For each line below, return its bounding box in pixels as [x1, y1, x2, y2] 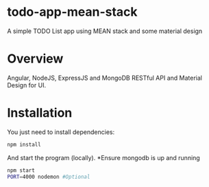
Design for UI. [7, 80, 47, 89]
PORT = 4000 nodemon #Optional [7, 173, 90, 180]
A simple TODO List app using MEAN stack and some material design [7, 27, 203, 35]
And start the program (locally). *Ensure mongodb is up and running [7, 153, 200, 162]
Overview [7, 51, 64, 67]
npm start [7, 166, 36, 174]
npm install [7, 141, 41, 148]
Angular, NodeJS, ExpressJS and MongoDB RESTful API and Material [7, 74, 202, 82]
